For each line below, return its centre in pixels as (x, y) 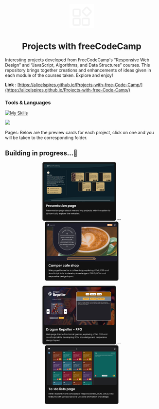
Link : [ (12, 85)
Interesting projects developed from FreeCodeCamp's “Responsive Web (77, 60)
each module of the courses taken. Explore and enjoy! (59, 75)
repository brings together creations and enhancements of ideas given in (78, 70)
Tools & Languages (28, 102)
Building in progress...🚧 (41, 153)
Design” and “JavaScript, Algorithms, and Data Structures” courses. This (78, 65)
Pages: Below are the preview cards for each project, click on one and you (79, 133)
